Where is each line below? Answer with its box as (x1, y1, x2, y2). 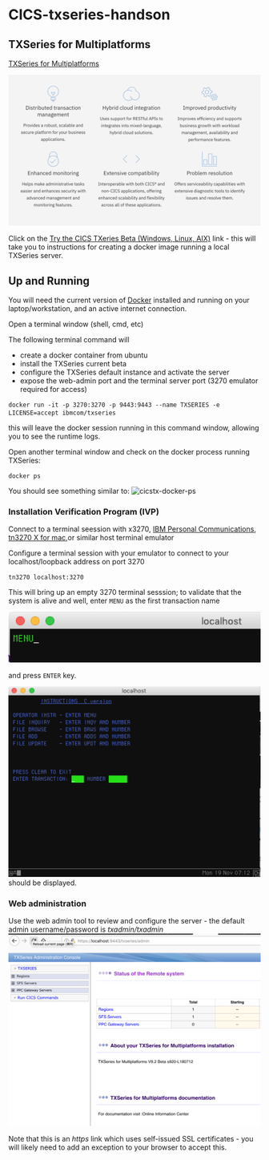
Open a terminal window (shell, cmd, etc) (8, 319, 144, 329)
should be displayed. (8, 878, 78, 887)
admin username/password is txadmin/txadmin (8, 924, 164, 934)
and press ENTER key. (8, 671, 77, 681)
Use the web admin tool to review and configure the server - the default (8, 915, 246, 925)
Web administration (8, 898, 86, 909)
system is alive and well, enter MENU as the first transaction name (8, 596, 220, 606)
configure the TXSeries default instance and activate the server (19, 367, 230, 378)
